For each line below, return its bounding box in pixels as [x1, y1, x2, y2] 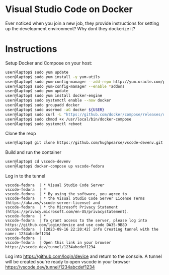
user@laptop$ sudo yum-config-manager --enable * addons [5, 84, 125, 89]
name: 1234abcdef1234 [5, 231, 51, 236]
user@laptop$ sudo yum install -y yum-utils [5, 74, 100, 79]
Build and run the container [5, 149, 62, 155]
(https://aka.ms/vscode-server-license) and [5, 200, 100, 205]
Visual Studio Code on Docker [5, 4, 133, 15]
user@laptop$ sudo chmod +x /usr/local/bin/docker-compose [5, 117, 132, 122]
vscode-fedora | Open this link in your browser [5, 240, 112, 245]
